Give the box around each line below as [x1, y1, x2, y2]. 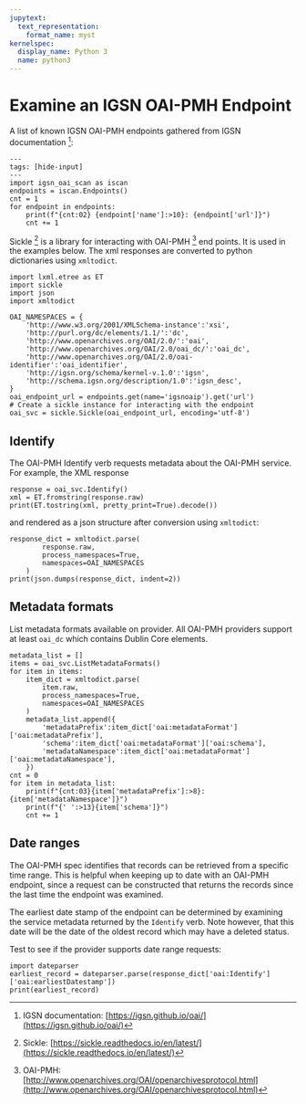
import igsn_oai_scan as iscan [9, 178, 128, 187]
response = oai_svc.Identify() [9, 485, 128, 494]
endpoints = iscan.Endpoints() [9, 186, 128, 195]
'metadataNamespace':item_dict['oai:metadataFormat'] [42, 746, 250, 756]
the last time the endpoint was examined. [9, 888, 164, 899]
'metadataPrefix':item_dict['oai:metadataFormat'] [42, 722, 239, 731]
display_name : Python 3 [17, 47, 107, 57]
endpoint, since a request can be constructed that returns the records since [9, 878, 294, 890]
